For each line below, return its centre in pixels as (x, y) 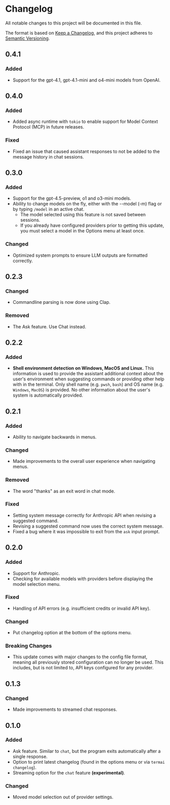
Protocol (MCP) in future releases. (48, 127)
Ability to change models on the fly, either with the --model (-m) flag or (87, 204)
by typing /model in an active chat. (49, 209)
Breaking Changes (29, 646)
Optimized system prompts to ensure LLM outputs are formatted (80, 255)
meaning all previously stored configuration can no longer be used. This (88, 662)
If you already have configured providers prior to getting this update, (92, 225)
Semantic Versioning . (27, 38)
